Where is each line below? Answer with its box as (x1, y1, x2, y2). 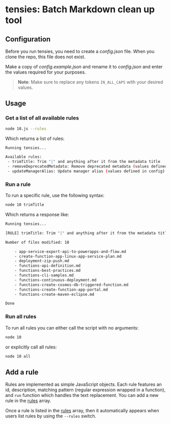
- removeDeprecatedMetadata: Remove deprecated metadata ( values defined (7, 164, 167, 169)
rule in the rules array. (5, 397, 51, 404)
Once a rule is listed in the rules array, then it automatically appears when (5, 408, 159, 414)
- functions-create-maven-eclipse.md (14, 292, 95, 297)
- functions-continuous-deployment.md (14, 277, 97, 282)
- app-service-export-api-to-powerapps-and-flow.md (14, 249, 126, 254)
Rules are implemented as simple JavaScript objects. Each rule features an (5, 382, 162, 388)
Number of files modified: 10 (5, 240, 70, 245)
